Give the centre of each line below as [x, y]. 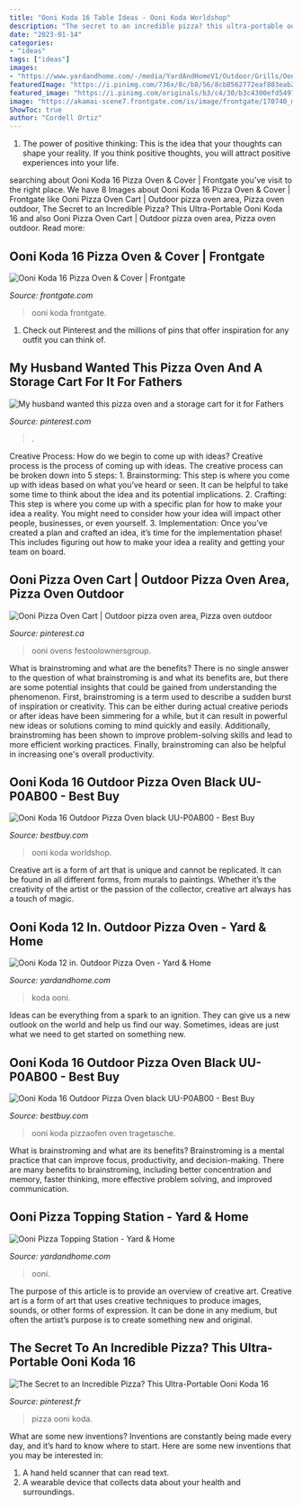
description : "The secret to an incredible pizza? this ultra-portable [146, 26]
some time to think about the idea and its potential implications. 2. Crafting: [148, 494]
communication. [39, 1189]
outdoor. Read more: [47, 228]
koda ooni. [51, 998]
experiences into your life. [71, 163]
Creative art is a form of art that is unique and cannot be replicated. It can [145, 870]
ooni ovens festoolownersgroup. [91, 650]
